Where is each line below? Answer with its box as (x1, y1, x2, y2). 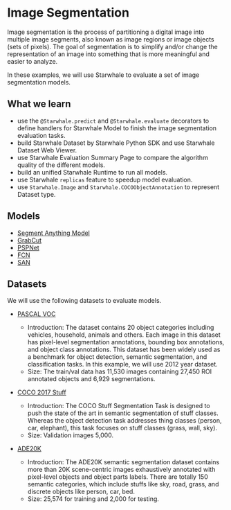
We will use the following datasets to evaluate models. (7, 297, 162, 305)
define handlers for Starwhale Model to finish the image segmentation (17, 123, 216, 132)
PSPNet (17, 243, 39, 252)
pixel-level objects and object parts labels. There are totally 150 (27, 473, 209, 481)
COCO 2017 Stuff (17, 388, 67, 396)
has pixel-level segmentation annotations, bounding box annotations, (27, 338, 225, 346)
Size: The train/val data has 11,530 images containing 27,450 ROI (27, 367, 212, 376)
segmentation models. (7, 78, 71, 86)
